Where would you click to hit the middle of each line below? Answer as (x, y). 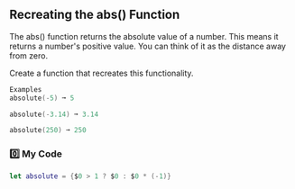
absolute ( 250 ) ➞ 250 (48, 130)
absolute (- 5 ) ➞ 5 (42, 98)
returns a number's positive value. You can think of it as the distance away (148, 46)
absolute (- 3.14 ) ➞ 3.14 (54, 114)
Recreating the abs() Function (95, 15)
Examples (26, 89)
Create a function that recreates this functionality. (101, 73)
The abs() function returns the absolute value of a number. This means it (144, 36)
